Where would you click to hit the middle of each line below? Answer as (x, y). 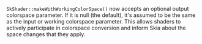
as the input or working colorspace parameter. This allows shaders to (94, 21)
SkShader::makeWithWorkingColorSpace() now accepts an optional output (98, 9)
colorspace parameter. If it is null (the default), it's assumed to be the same (101, 15)
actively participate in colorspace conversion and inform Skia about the (96, 28)
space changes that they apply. (46, 34)
